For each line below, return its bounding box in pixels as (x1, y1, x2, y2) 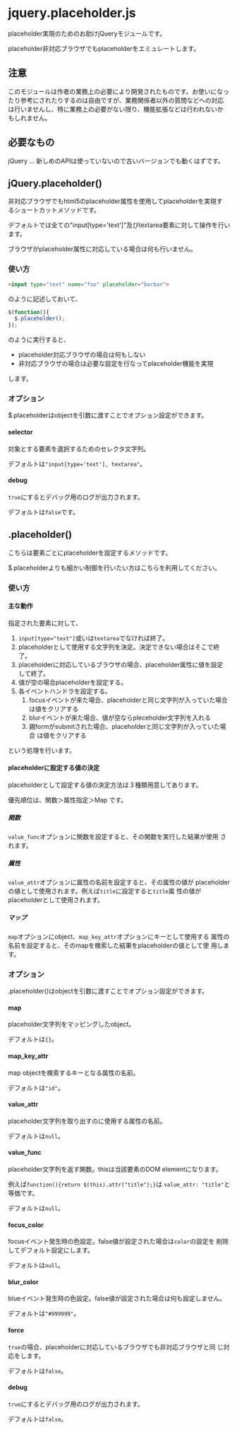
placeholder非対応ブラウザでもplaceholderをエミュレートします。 (8, 44, 200, 52)
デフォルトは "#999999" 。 (8, 1309, 80, 1317)
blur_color (8, 1277, 39, 1286)
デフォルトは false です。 (8, 507, 80, 516)
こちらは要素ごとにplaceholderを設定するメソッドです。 (8, 548, 172, 557)
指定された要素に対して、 (8, 618, 82, 627)
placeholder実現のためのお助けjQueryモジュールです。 (8, 29, 166, 38)
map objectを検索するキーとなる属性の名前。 (8, 1068, 140, 1077)
